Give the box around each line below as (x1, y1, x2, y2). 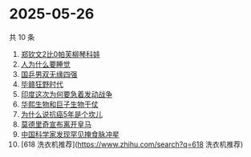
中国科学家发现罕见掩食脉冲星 (20, 129, 119, 139)
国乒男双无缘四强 (20, 69, 78, 78)
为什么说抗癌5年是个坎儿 (20, 109, 103, 119)
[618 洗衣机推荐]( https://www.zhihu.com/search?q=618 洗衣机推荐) (20, 139, 244, 149)
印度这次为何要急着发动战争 (20, 89, 113, 99)
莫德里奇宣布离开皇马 (20, 119, 91, 129)
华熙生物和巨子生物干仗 (20, 99, 99, 109)
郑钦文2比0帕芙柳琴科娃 (20, 49, 101, 58)
